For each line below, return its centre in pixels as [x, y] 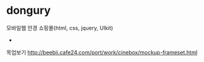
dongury [29, 11]
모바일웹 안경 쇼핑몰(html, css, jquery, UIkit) [60, 28]
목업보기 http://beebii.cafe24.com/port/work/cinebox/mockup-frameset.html [102, 52]
